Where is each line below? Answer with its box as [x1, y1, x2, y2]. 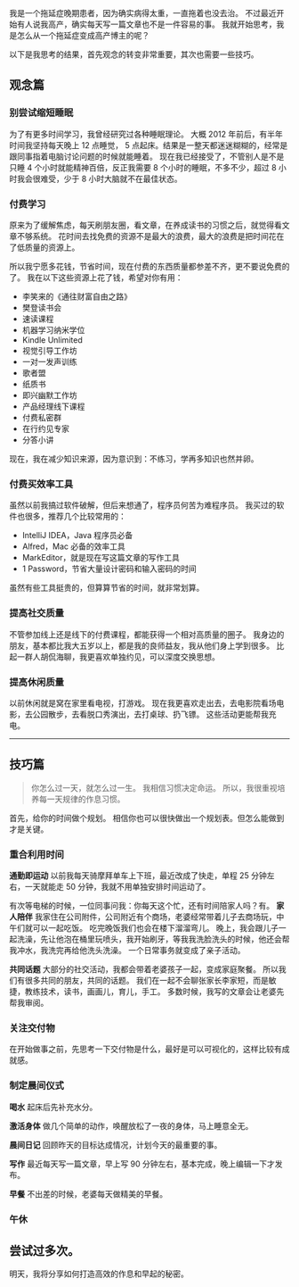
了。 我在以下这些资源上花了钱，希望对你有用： [9, 271, 183, 283]
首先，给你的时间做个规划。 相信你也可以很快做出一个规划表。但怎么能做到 [9, 812, 285, 823]
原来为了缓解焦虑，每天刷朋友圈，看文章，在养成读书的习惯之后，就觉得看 [9, 220, 282, 230]
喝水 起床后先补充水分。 [9, 1101, 98, 1112]
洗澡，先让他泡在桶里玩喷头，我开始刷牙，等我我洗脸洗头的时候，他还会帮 [16, 934, 290, 944]
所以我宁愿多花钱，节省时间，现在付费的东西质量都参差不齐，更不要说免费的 [9, 261, 290, 271]
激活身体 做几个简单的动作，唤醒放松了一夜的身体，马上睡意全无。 [9, 1120, 254, 1131]
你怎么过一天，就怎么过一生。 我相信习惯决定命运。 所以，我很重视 [30, 782, 278, 793]
